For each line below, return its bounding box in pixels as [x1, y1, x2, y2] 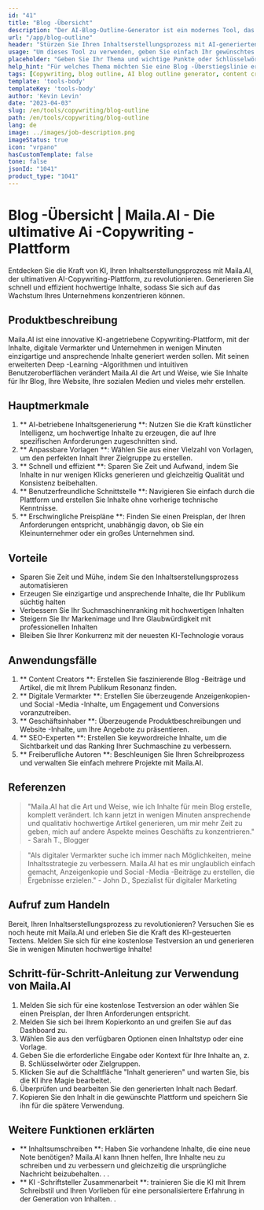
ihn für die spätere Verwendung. [19, 1101, 124, 1110]
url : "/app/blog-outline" [8, 33, 93, 42]
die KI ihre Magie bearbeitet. [19, 1075, 112, 1085]
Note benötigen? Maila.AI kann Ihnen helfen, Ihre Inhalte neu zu [19, 1153, 225, 1162]
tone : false [8, 158, 47, 166]
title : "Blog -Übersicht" [8, 19, 93, 27]
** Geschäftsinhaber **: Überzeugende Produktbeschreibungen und [19, 717, 241, 726]
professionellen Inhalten [19, 622, 98, 632]
